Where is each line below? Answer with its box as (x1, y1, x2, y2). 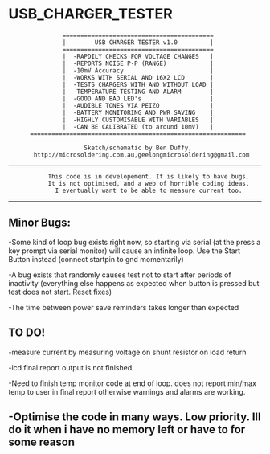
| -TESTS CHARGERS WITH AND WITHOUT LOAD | (62, 80, 215, 88)
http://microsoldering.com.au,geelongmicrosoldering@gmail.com (33, 150, 250, 159)
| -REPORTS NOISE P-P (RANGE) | (62, 59, 215, 67)
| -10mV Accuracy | (62, 66, 215, 75)
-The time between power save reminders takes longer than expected (8, 302, 239, 312)
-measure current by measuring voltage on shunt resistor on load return (8, 347, 247, 357)
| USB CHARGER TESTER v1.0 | (62, 38, 215, 47)
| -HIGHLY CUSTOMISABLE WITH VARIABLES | (62, 116, 215, 124)
